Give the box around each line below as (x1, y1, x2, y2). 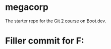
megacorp (5, 1, 49, 13)
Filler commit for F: (5, 35, 84, 47)
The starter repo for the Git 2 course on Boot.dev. (5, 18, 107, 24)
